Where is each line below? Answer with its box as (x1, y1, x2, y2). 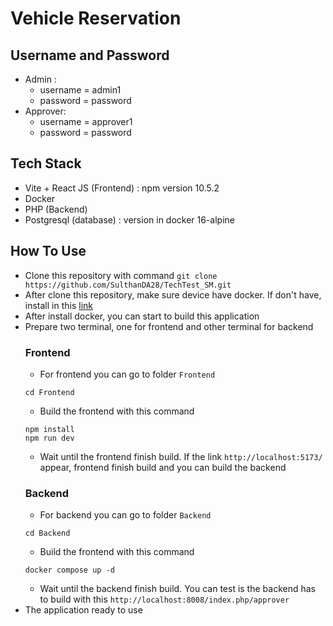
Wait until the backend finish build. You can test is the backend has (39, 583, 316, 595)
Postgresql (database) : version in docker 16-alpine (24, 213, 236, 226)
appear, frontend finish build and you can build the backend (39, 461, 287, 473)
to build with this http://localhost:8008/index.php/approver (39, 593, 290, 606)
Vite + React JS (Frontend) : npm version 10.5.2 (24, 182, 220, 194)
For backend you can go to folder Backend (39, 509, 212, 521)
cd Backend (24, 528, 71, 539)
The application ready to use (24, 604, 143, 616)
